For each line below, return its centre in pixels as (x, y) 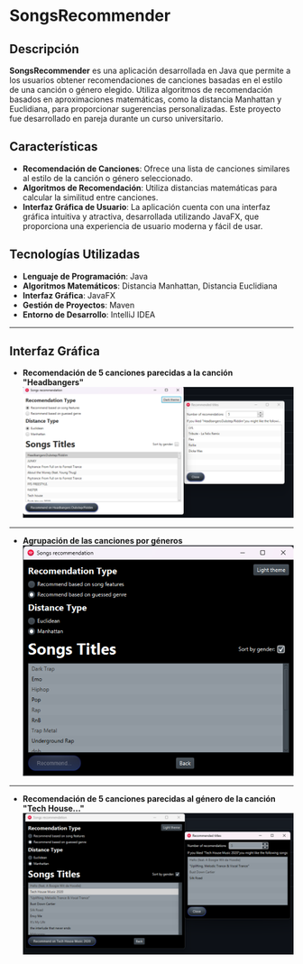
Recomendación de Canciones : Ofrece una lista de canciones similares (156, 169)
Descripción (44, 49)
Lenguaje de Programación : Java (85, 276)
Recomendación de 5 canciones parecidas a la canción (128, 373)
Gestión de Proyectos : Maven (78, 305)
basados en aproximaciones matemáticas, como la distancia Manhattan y (146, 99)
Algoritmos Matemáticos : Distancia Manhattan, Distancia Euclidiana (150, 286)
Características (54, 147)
